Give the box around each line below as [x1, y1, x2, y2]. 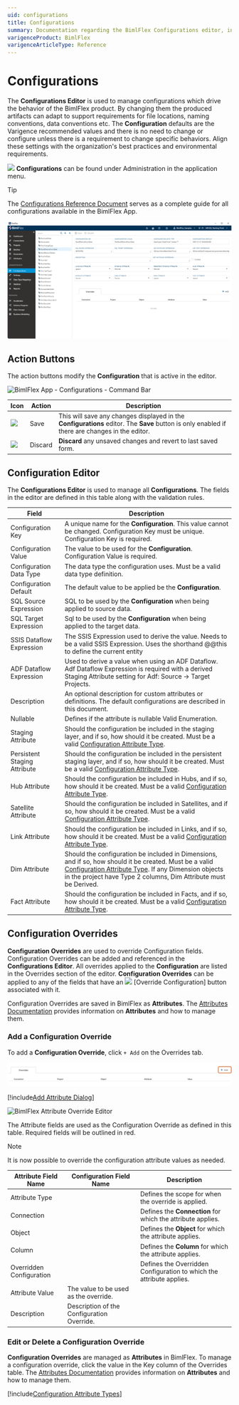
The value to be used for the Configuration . [64, 545, 193, 553]
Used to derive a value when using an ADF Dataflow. [64, 657, 218, 665]
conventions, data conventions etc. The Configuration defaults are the [7, 120, 215, 128]
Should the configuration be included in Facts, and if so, [64, 890, 228, 899]
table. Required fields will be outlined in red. [7, 1129, 137, 1137]
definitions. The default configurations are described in [64, 697, 225, 706]
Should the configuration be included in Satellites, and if [64, 800, 228, 808]
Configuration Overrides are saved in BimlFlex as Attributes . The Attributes [7, 999, 228, 1008]
